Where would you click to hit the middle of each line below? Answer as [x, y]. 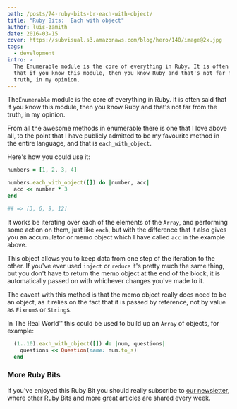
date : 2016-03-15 [33, 34]
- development [34, 54]
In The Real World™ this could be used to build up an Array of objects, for [114, 323]
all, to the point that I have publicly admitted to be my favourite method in [114, 136]
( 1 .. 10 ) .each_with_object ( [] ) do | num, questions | [90, 343]
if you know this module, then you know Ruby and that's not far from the [112, 107]
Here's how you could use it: [49, 157]
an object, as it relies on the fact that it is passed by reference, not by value [117, 302]
